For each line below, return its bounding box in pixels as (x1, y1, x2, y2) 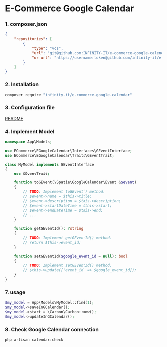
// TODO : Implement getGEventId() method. (23, 235, 112, 240)
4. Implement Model (5, 128, 55, 135)
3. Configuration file (5, 104, 55, 111)
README (5, 115, 24, 121)
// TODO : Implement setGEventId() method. (23, 263, 112, 268)
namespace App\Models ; (5, 139, 52, 145)
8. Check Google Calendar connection (5, 326, 99, 333)
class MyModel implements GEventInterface (5, 162, 94, 167)
